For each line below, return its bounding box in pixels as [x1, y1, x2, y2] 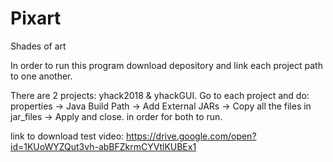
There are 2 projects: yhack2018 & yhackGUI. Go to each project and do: [10, 89, 310, 101]
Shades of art [10, 40, 67, 52]
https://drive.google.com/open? [126, 130, 257, 142]
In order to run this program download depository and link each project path [10, 59, 323, 71]
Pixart [10, 7, 62, 30]
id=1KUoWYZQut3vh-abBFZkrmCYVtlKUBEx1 [10, 140, 197, 152]
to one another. [10, 70, 73, 82]
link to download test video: [10, 130, 125, 142]
